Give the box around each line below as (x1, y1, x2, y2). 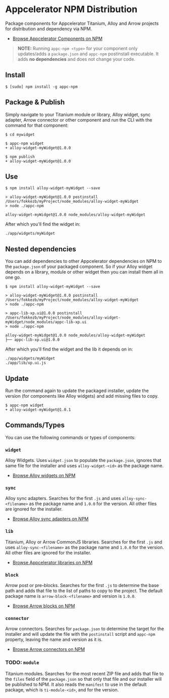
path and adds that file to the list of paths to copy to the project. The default (5, 588, 163, 594)
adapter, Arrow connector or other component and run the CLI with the (5, 117, 152, 123)
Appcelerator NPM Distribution (5, 4, 138, 15)
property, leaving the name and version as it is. (5, 637, 103, 643)
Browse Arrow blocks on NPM (12, 603, 75, 609)
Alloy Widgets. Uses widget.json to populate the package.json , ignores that (5, 457, 161, 463)
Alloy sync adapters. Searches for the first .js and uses (5, 495, 121, 501)
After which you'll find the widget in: (5, 221, 81, 227)
